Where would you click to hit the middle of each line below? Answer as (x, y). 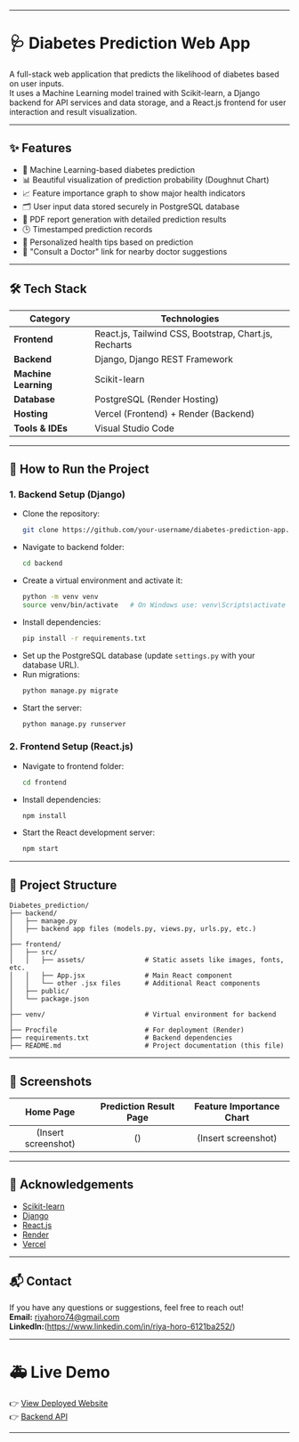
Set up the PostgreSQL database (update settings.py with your (138, 655)
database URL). (51, 665)
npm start (40, 849)
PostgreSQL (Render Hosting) (157, 399)
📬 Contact (40, 1281)
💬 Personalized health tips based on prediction (108, 242)
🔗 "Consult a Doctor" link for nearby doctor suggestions (125, 251)
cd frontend (44, 782)
